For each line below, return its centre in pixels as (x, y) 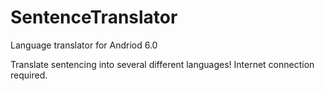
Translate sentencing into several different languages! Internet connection (162, 64)
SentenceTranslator (94, 17)
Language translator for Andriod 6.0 (84, 45)
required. (29, 75)
